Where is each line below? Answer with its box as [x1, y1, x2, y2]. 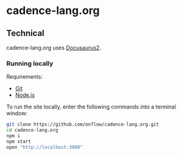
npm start [6, 138, 32, 144]
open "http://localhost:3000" [6, 144, 83, 150]
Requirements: [6, 73, 43, 80]
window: [6, 110, 28, 117]
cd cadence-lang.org [6, 127, 59, 133]
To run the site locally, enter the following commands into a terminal [6, 103, 177, 110]
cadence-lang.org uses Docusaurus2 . [6, 44, 102, 51]
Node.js [15, 91, 35, 99]
